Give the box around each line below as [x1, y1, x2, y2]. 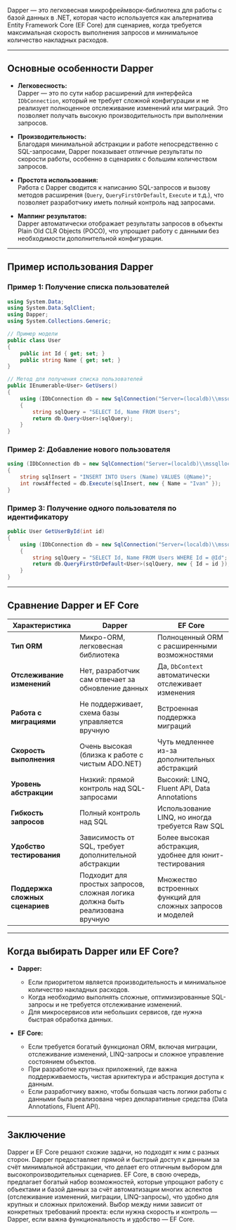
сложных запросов [157, 901, 223, 910]
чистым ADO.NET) [79, 759, 142, 768]
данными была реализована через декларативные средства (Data [27, 1094, 228, 1103]
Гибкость [11, 808, 44, 818]
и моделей [157, 910, 195, 920]
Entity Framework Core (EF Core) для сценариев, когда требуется [7, 21, 202, 29]
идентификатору [7, 512, 69, 522]
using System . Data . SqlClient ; [7, 305, 96, 312]
